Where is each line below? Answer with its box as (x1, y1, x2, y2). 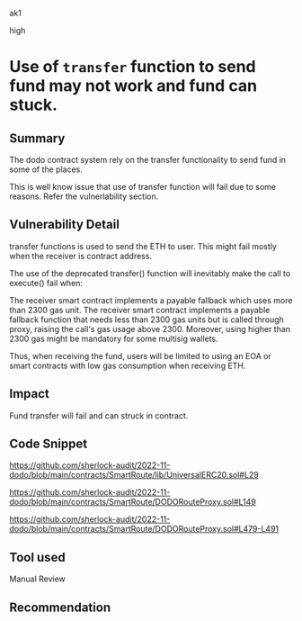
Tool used (9, 549, 66, 565)
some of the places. (9, 164, 84, 175)
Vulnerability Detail (9, 217, 120, 232)
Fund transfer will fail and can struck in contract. (9, 409, 189, 421)
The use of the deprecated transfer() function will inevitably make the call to (9, 267, 291, 278)
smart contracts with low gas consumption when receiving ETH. (9, 360, 246, 371)
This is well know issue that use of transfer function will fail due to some (9, 182, 277, 192)
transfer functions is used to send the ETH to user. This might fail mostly (9, 240, 277, 251)
